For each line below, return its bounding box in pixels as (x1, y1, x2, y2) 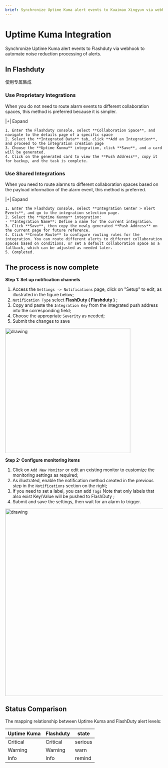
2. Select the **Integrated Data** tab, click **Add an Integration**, (5, 136, 157, 141)
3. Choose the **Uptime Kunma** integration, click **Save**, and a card (5, 145, 162, 150)
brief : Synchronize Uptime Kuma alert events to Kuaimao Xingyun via (5, 7, 153, 12)
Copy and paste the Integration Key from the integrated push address (12, 302, 158, 308)
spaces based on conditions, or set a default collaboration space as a (5, 241, 160, 246)
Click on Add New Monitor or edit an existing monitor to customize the (12, 467, 155, 473)
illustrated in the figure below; (12, 291, 74, 297)
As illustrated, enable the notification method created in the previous (12, 477, 154, 483)
